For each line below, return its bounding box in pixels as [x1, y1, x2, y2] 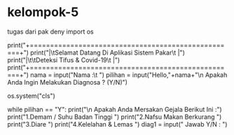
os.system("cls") [7, 92, 56, 100]
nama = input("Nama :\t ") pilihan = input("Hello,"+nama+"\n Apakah [30, 71, 228, 79]
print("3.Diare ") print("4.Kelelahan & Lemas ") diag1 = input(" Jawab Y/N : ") [7, 120, 228, 128]
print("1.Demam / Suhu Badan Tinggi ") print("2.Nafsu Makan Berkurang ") [7, 113, 222, 121]
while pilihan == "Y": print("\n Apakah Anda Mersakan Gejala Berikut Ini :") [7, 105, 222, 113]
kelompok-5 [7, 4, 79, 20]
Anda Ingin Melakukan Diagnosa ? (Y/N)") [7, 78, 128, 86]
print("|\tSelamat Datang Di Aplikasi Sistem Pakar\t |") [30, 48, 186, 57]
